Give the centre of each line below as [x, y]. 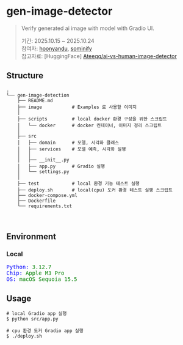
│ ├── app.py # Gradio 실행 [61, 166]
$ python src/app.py [33, 319]
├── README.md [35, 100]
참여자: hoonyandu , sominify [57, 48]
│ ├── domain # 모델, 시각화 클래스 [68, 143]
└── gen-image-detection [38, 95]
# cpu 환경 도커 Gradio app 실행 [45, 331]
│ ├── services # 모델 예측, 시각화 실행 [72, 149]
